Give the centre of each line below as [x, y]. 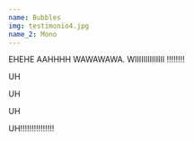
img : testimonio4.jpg [49, 26]
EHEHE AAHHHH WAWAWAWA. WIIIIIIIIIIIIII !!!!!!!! [97, 60]
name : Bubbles [35, 17]
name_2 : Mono [33, 34]
